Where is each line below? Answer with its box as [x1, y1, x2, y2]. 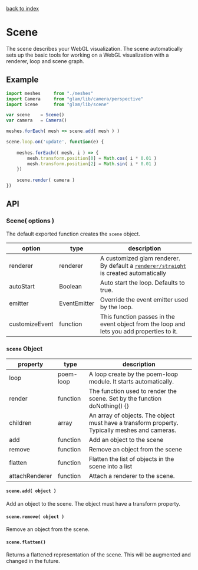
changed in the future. [6, 558, 60, 565]
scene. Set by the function [88, 394, 162, 402]
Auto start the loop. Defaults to [100, 279, 185, 287]
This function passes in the [100, 312, 175, 320]
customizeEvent [9, 320, 54, 328]
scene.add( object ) [6, 488, 57, 494]
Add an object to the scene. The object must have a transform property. [6, 500, 181, 507]
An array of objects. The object [88, 411, 175, 420]
